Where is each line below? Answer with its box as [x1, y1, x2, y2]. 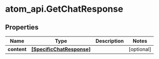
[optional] [128, 46, 152, 53]
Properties [5, 23, 39, 31]
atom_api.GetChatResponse [5, 3, 123, 15]
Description [95, 38, 124, 44]
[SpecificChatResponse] [31, 46, 91, 53]
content [7, 46, 27, 53]
